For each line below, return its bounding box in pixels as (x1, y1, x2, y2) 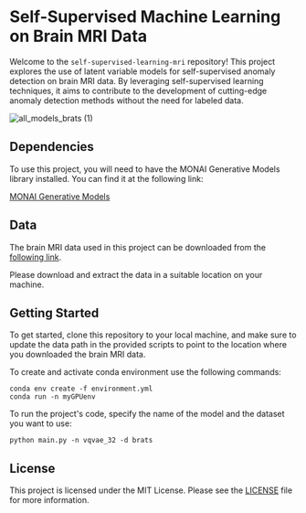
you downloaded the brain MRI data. (9, 349, 146, 360)
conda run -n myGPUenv (9, 392, 96, 401)
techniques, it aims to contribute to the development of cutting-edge (9, 85, 268, 96)
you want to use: (9, 418, 72, 429)
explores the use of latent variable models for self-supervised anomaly (9, 66, 276, 77)
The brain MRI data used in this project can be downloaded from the (9, 241, 267, 252)
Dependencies (9, 139, 94, 155)
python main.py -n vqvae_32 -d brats (9, 436, 153, 445)
